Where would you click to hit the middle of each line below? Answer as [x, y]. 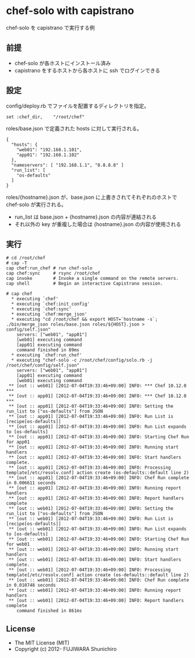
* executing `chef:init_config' [51, 304]
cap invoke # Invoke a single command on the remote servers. [93, 279]
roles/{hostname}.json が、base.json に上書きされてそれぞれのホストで [92, 197]
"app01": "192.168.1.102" [48, 155]
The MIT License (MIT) [42, 643]
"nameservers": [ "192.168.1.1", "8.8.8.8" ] [68, 165]
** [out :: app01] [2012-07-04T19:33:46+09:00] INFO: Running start [94, 447]
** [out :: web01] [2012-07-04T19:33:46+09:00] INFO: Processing [90, 570]
